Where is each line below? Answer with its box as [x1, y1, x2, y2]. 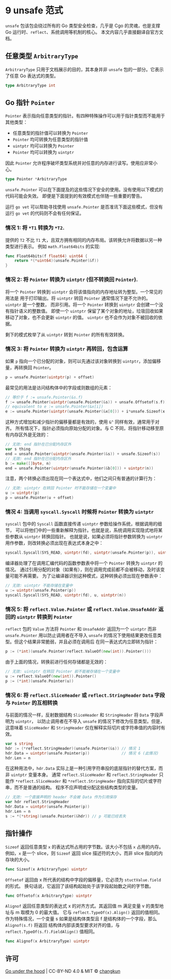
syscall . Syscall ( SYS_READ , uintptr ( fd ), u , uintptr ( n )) [5, 593, 126, 598]
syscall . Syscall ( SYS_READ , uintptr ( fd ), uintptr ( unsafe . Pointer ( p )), [5, 550, 156, 555]
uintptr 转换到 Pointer [17, 613, 73, 620]
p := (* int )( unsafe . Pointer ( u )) [5, 678, 74, 684]
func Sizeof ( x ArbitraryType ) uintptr [5, 867, 88, 872]
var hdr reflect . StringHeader [5, 800, 70, 805]
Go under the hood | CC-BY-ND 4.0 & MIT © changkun [5, 968, 121, 974]
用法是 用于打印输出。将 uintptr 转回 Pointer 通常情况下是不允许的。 [5, 295, 151, 301]
